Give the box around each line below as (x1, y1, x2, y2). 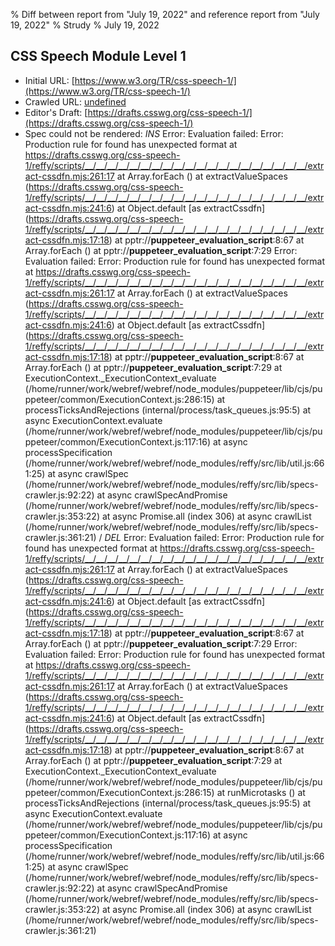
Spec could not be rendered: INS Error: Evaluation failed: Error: (24, 127, 284, 139)
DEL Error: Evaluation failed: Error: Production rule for (104, 531, 325, 543)
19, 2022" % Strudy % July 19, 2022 (10, 19, 160, 31)
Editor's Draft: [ (24, 106, 88, 118)
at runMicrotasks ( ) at (216, 786, 306, 798)
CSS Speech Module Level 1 (10, 48, 187, 65)
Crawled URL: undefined (24, 95, 127, 108)
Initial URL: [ (24, 74, 75, 86)
